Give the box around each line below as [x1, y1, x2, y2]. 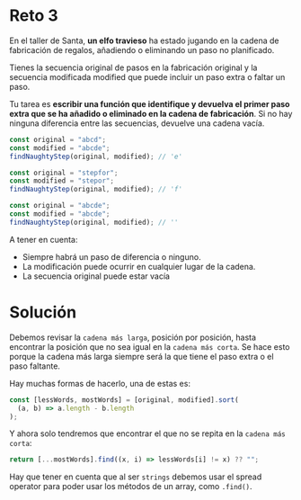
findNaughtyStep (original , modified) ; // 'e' [9, 152, 182, 161]
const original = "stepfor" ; [9, 168, 119, 177]
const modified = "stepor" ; [9, 176, 115, 185]
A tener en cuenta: [9, 234, 78, 245]
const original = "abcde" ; [9, 201, 111, 210]
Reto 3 [9, 5, 58, 26]
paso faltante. [9, 361, 61, 371]
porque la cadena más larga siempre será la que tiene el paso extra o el [9, 351, 274, 362]
